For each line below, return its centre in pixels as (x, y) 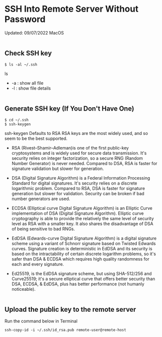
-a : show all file (27, 83)
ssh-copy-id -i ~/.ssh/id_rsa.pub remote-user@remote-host (65, 330)
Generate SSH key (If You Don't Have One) (69, 109)
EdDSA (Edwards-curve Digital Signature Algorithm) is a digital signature (84, 238)
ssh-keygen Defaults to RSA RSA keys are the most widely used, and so (76, 133)
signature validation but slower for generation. (57, 168)
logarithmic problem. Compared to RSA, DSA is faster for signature (78, 188)
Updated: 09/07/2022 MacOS (34, 33)
